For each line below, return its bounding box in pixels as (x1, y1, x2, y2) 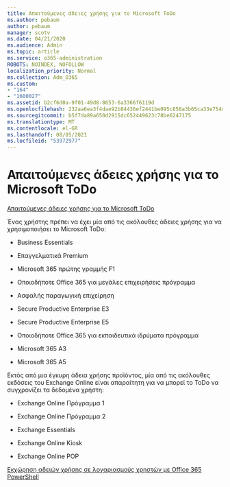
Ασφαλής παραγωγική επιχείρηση (16, 292, 114, 300)
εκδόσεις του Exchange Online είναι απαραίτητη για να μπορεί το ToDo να (7, 379, 219, 387)
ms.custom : (7, 80, 38, 87)
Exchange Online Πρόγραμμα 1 (16, 399, 105, 407)
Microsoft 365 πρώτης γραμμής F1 (16, 265, 115, 273)
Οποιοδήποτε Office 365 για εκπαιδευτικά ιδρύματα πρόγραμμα (16, 331, 199, 340)
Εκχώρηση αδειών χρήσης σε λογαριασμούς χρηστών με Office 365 (7, 466, 202, 474)
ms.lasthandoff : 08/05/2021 (7, 131, 88, 138)
